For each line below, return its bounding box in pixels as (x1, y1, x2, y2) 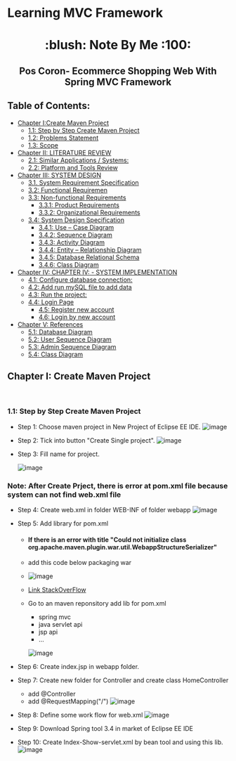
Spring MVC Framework (64, 76, 172, 88)
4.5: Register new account (38, 305, 114, 313)
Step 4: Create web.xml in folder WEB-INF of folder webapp (17, 505, 191, 514)
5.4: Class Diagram (27, 350, 84, 358)
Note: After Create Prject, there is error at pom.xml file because (7, 481, 228, 490)
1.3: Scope (27, 141, 58, 149)
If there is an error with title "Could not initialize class (27, 535, 187, 544)
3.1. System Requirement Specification (27, 178, 139, 187)
